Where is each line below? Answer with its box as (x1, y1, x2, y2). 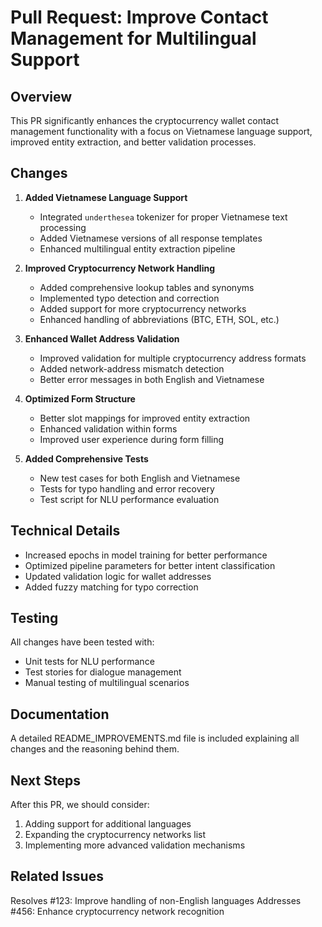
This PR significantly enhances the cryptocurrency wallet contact (10, 115, 279, 126)
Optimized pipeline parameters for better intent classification (24, 559, 276, 571)
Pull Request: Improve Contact (10, 6, 269, 29)
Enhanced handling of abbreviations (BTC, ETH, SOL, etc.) (39, 313, 280, 325)
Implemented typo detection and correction (39, 292, 220, 304)
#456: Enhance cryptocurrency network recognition (10, 905, 225, 917)
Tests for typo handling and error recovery (39, 482, 215, 495)
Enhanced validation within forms (39, 422, 178, 435)
